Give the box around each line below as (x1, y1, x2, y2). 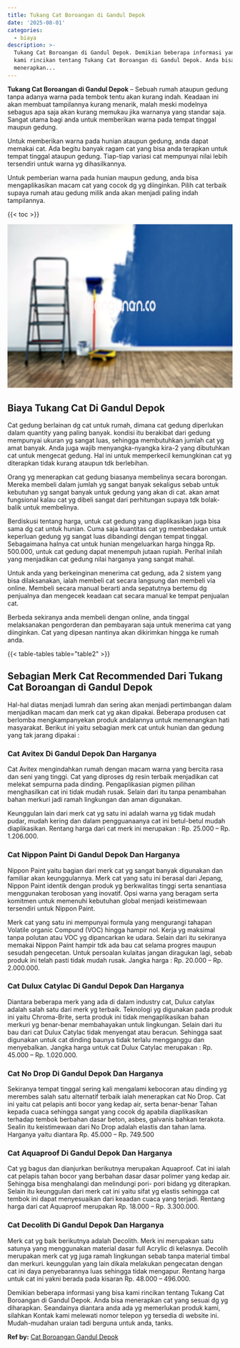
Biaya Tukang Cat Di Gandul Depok (7, 402, 166, 414)
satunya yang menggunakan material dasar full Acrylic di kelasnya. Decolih (7, 1244, 229, 1252)
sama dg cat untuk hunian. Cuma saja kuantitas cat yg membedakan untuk (7, 525, 227, 533)
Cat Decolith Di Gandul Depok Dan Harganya (7, 1220, 164, 1230)
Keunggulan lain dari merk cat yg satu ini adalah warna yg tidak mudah (7, 809, 216, 818)
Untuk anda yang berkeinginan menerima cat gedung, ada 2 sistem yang (7, 569, 221, 578)
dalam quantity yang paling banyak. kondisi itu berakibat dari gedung (7, 429, 211, 437)
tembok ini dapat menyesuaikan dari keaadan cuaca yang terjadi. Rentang (7, 1194, 225, 1204)
